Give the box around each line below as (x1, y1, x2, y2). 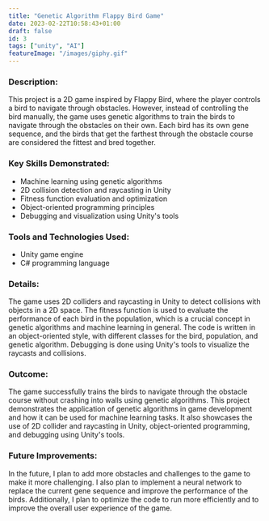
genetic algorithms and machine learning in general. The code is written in (8, 322, 256, 332)
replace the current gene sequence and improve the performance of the (8, 485, 249, 495)
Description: (8, 76, 58, 88)
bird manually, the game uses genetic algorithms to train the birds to (8, 112, 236, 122)
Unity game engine (19, 249, 84, 259)
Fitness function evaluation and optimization (19, 194, 168, 203)
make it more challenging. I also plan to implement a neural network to (8, 477, 242, 487)
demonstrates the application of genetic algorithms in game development (8, 404, 253, 414)
